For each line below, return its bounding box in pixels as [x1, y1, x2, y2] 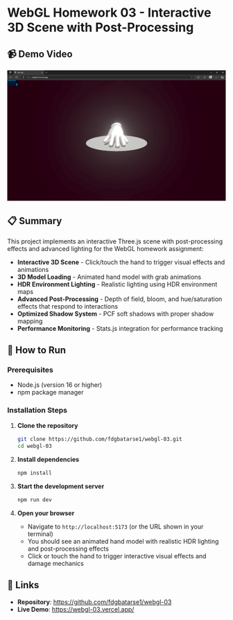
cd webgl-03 [17, 442, 52, 450]
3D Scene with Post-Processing [7, 19, 194, 35]
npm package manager [17, 388, 84, 397]
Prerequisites [7, 365, 53, 374]
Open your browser [17, 509, 75, 517]
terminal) [27, 530, 53, 538]
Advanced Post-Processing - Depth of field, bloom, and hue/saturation [17, 295, 223, 303]
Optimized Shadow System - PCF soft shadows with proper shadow [17, 309, 214, 318]
